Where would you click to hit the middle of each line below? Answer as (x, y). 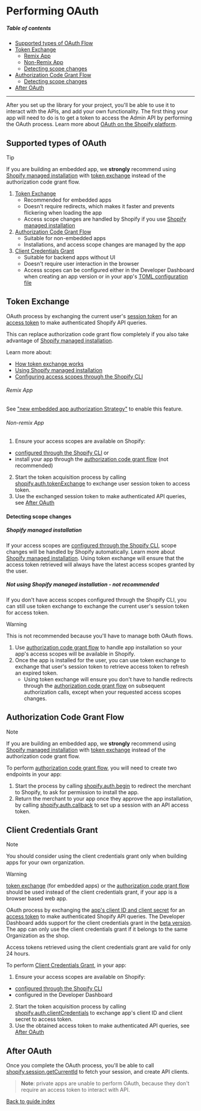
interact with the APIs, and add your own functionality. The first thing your (97, 112)
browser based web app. (37, 899)
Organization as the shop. (38, 936)
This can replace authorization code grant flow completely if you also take (98, 334)
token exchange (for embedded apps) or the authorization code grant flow (98, 886)
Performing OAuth (53, 11)
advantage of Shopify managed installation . (60, 340)
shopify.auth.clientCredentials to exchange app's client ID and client (99, 1013)
